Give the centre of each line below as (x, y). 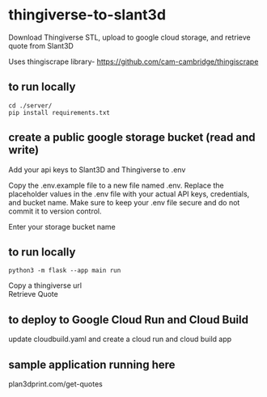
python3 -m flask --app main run (65, 271)
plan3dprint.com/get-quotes (56, 384)
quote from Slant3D (41, 45)
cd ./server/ (30, 106)
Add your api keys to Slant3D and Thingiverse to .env (97, 169)
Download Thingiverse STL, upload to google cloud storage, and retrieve (129, 37)
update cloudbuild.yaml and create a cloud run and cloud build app (120, 339)
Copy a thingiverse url (45, 285)
